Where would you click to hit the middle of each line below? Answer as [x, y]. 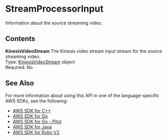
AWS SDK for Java [32, 127]
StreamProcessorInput [54, 9]
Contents [20, 39]
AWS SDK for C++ [32, 111]
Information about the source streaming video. [54, 23]
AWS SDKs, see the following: [36, 101]
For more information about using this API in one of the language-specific [82, 95]
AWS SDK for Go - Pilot [37, 121]
